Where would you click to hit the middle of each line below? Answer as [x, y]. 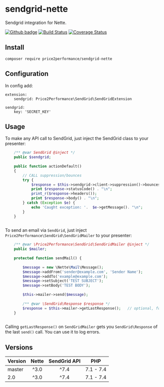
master [15, 369]
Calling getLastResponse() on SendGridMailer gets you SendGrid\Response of [81, 327]
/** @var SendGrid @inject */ [45, 153]
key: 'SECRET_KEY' [32, 112]
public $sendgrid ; [32, 157]
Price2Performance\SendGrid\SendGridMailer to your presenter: [69, 236]
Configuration [27, 74]
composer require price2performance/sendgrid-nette [59, 59]
